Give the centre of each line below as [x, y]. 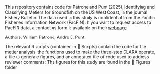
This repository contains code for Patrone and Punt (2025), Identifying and [80, 7]
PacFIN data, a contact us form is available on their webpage [66, 28]
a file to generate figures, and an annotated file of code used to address [77, 57]
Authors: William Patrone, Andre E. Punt [45, 37]
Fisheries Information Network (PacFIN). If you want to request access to [78, 22]
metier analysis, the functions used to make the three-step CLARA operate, [80, 52]
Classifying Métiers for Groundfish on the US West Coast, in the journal [76, 12]
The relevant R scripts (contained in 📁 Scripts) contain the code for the [76, 46]
